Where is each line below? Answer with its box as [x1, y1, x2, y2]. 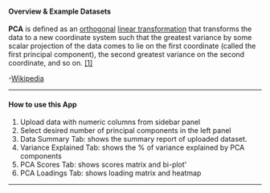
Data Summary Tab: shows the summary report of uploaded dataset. [19, 135, 247, 144]
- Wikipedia [8, 74, 44, 83]
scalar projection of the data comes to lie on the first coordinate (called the [8, 41, 256, 51]
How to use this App [8, 99, 78, 109]
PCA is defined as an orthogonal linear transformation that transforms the [8, 24, 252, 34]
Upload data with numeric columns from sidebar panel [19, 117, 201, 127]
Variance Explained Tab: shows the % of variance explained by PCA [19, 143, 245, 152]
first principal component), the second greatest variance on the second [8, 50, 245, 59]
